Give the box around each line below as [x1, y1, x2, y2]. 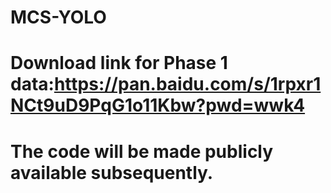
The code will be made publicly [10, 140, 274, 163]
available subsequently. [10, 161, 214, 184]
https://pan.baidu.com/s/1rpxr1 [53, 73, 322, 96]
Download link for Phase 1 [10, 52, 228, 75]
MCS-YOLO [10, 6, 107, 29]
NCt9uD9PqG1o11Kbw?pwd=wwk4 [10, 94, 306, 117]
